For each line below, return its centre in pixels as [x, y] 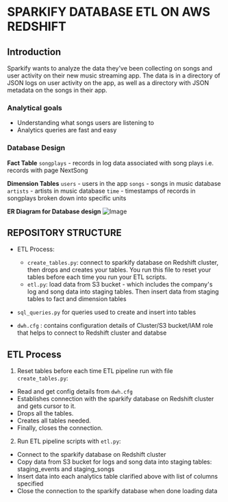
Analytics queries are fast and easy [67, 130]
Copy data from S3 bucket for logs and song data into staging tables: [114, 462]
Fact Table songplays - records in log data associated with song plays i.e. [111, 163]
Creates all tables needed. [54, 421]
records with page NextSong [48, 170]
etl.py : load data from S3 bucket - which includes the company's [120, 285]
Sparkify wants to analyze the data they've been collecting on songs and [110, 68]
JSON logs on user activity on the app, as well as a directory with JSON [108, 83]
